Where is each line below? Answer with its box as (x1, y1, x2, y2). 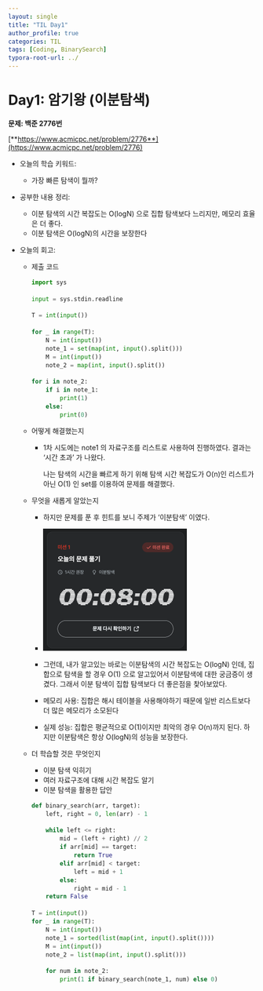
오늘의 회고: (19, 245, 57, 254)
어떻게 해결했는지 (31, 426, 85, 435)
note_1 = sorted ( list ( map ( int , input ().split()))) (46, 934, 214, 942)
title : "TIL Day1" (8, 20, 68, 29)
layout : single (8, 13, 58, 20)
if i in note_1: (46, 386, 99, 394)
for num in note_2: (46, 967, 110, 975)
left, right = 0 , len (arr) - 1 (46, 810, 148, 818)
